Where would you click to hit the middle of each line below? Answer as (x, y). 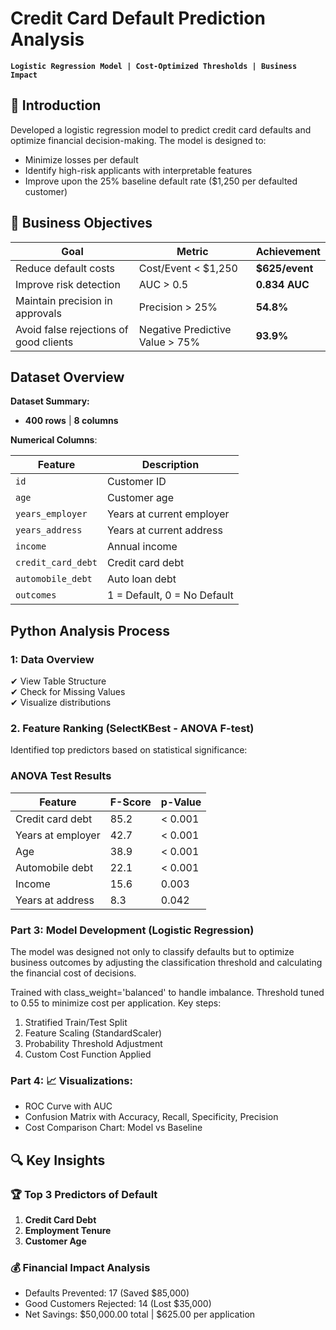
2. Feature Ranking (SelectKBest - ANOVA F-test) (132, 728)
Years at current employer (168, 514)
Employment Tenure (68, 1230)
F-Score (130, 802)
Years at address (55, 900)
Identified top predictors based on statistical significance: (129, 750)
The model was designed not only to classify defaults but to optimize (152, 951)
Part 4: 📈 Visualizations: (71, 1080)
